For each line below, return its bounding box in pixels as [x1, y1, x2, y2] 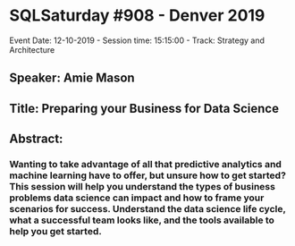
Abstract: [9, 131, 63, 147]
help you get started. [9, 225, 103, 238]
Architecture [9, 44, 55, 55]
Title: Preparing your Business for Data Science [9, 100, 280, 116]
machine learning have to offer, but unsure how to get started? [9, 169, 286, 182]
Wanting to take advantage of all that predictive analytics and [9, 158, 282, 171]
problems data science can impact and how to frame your [9, 191, 265, 204]
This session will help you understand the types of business [9, 181, 275, 193]
